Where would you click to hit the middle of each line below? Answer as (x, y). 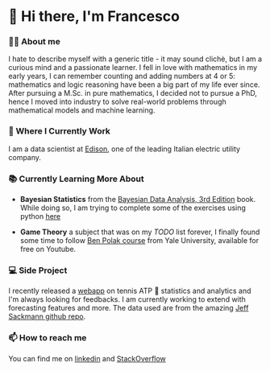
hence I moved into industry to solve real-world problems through (118, 102)
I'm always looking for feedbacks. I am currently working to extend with (127, 299)
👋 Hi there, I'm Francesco (94, 16)
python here (40, 216)
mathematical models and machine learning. (82, 110)
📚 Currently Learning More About (77, 179)
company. (25, 157)
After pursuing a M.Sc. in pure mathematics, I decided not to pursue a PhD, (133, 93)
